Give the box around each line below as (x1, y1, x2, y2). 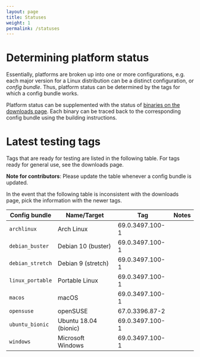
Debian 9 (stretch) (57, 259, 109, 267)
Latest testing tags (6, 135, 101, 149)
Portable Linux (57, 276, 98, 285)
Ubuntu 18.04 (57, 317, 97, 325)
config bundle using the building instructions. (6, 114, 117, 121)
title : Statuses (6, 14, 46, 20)
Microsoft (57, 334, 85, 342)
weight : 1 (6, 20, 31, 26)
